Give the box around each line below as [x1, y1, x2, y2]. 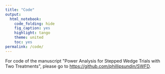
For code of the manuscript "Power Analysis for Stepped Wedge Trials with [5, 58, 160, 64]
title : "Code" [5, 7, 35, 12]
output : [5, 12, 22, 17]
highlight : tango [14, 30, 51, 35]
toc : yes [14, 40, 33, 45]
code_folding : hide [14, 21, 55, 26]
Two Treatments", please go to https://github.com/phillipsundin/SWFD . [5, 63, 151, 69]
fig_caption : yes [14, 26, 51, 31]
